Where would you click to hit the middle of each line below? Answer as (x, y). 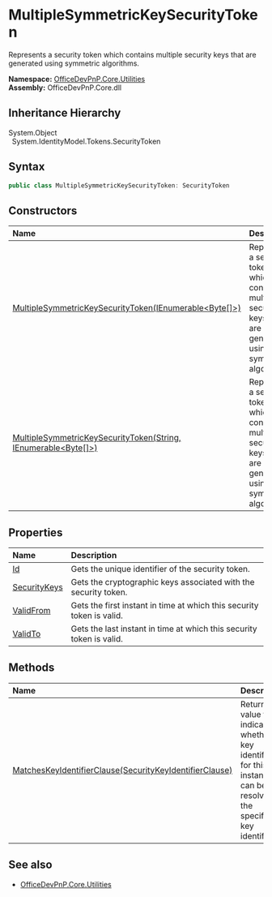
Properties (36, 532)
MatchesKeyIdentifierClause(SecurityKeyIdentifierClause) (123, 770)
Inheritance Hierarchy (65, 113)
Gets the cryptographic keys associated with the (163, 582)
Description (94, 556)
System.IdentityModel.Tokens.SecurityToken (86, 141)
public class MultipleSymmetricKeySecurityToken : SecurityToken (119, 185)
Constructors (43, 210)
